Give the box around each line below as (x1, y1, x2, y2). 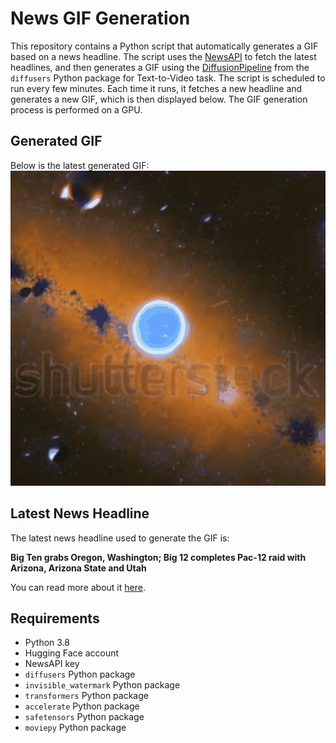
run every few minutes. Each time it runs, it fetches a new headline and (10, 82, 303, 94)
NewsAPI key (24, 658, 80, 670)
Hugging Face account (24, 647, 120, 659)
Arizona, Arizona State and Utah (10, 562, 147, 574)
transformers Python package (24, 690, 149, 702)
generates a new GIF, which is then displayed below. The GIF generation (10, 93, 308, 105)
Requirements (10, 610, 100, 627)
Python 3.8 (24, 637, 70, 649)
